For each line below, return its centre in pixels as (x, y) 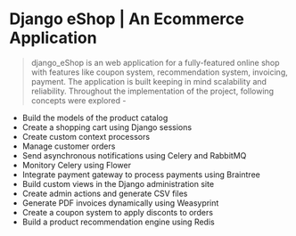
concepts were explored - (78, 100)
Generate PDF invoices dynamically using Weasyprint (120, 203)
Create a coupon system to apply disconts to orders (118, 212)
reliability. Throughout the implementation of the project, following (152, 91)
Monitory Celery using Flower (77, 165)
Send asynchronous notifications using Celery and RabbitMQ (134, 155)
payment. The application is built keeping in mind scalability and (149, 81)
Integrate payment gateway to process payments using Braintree (141, 175)
